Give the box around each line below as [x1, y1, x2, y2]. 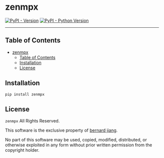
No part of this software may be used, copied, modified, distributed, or [5, 137, 147, 143]
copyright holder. [5, 147, 40, 153]
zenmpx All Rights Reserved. [5, 118, 60, 124]
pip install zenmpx [5, 92, 45, 97]
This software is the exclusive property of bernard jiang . [5, 127, 118, 133]
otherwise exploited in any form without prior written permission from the [5, 142, 152, 148]
